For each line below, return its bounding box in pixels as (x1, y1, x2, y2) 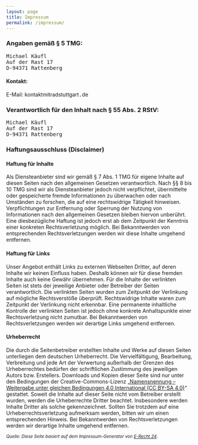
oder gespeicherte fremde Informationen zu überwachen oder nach (6, 192, 171, 199)
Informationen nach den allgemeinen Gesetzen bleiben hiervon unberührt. (6, 211, 186, 218)
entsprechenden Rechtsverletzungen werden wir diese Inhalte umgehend (6, 230, 185, 237)
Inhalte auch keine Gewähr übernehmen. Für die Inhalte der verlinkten (6, 276, 176, 283)
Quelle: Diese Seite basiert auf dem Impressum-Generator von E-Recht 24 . (6, 433, 158, 439)
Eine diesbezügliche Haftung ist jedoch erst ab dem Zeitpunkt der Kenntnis (6, 217, 189, 225)
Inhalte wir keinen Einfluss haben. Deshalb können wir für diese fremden (6, 269, 183, 276)
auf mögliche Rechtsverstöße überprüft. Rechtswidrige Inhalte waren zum (6, 294, 186, 302)
